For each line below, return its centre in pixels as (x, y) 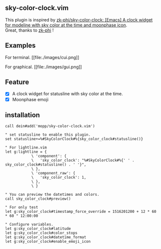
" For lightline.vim (26, 148)
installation (23, 115)
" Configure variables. (29, 225)
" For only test (22, 207)
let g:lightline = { (26, 152)
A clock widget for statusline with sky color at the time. (68, 94)
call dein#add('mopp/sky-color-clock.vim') (50, 126)
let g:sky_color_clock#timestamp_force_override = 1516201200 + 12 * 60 (81, 212)
